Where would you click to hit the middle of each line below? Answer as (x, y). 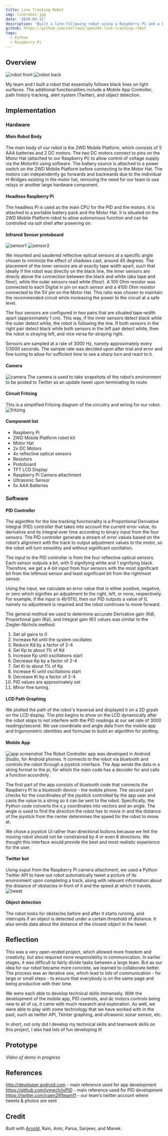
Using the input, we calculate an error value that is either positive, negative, (83, 588)
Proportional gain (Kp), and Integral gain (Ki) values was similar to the (77, 619)
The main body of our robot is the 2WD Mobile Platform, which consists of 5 (84, 148)
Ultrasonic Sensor (31, 480)
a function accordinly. (28, 775)
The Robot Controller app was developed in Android (97, 754)
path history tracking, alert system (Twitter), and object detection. (73, 95)
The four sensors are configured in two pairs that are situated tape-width (81, 313)
